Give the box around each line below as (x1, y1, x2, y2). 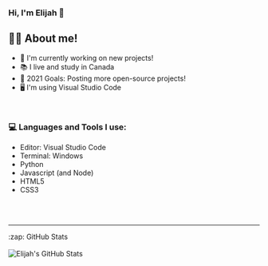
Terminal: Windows (19, 151, 84, 161)
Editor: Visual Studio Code (19, 143, 106, 153)
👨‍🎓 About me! (8, 32, 78, 46)
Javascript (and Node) (19, 168, 94, 178)
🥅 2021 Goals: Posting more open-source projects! (19, 73, 186, 83)
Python (19, 160, 44, 169)
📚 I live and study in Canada (19, 62, 115, 71)
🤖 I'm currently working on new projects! (19, 53, 154, 62)
